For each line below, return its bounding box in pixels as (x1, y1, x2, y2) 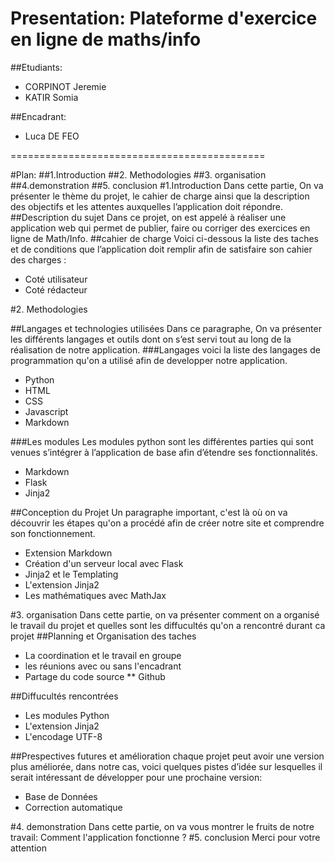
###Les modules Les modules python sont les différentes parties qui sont (10, 435, 314, 447)
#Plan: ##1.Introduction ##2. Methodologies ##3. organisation (10, 168, 267, 181)
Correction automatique (24, 801, 123, 813)
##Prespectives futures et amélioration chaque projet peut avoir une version (10, 750, 325, 762)
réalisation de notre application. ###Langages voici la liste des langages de (10, 343, 321, 356)
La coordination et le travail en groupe (24, 649, 182, 661)
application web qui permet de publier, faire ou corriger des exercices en (10, 222, 311, 234)
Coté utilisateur (24, 273, 88, 285)
